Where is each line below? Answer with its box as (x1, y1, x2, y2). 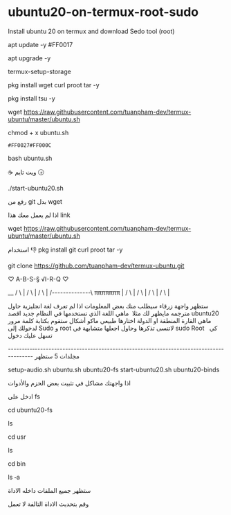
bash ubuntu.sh (8, 154, 53, 162)
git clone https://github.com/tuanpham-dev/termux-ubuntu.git (8, 261, 185, 270)
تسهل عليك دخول (8, 331, 53, 340)
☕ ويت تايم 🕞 (8, 168, 44, 176)
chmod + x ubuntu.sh (8, 128, 69, 137)
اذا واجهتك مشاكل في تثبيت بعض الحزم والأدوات (8, 378, 131, 387)
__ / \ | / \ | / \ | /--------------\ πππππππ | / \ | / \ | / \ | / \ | (8, 288, 170, 297)
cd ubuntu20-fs (8, 405, 53, 414)
